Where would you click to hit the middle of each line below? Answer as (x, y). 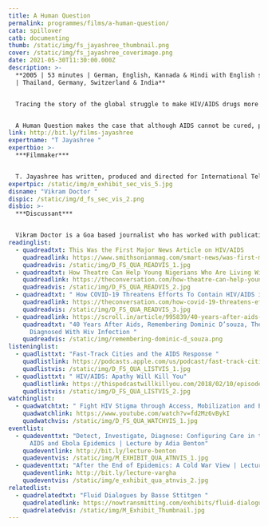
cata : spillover (35, 30)
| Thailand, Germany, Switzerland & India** (91, 82)
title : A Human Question (49, 16)
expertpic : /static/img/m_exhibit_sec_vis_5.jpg (91, 184)
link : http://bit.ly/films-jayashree (71, 133)
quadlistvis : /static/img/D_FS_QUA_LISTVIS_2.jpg (107, 391)
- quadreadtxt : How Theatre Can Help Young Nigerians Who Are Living (133, 273)
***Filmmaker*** (42, 155)
